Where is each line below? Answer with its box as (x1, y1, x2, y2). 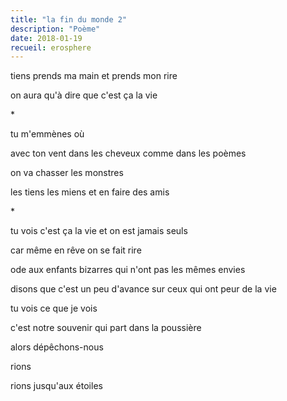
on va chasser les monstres (10, 167, 124, 179)
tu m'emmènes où (10, 128, 85, 140)
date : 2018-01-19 (10, 33, 83, 43)
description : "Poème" (10, 24, 101, 34)
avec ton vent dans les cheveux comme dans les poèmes (10, 147, 247, 160)
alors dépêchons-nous (10, 341, 104, 353)
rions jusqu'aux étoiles (10, 380, 103, 392)
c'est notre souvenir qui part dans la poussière (10, 322, 202, 334)
